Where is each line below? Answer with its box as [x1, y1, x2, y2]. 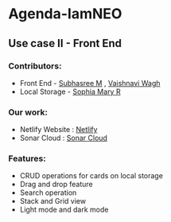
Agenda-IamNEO [8, 5, 122, 23]
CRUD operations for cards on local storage [19, 171, 163, 181]
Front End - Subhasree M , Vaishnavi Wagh [19, 78, 161, 88]
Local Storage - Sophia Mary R [19, 87, 121, 96]
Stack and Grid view [19, 197, 86, 206]
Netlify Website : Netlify [19, 125, 98, 134]
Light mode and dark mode [19, 204, 109, 215]
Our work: [8, 107, 48, 118]
